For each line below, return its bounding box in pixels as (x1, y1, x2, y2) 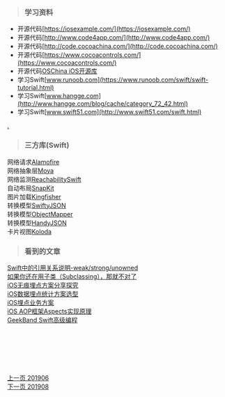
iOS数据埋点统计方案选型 (7, 289, 79, 298)
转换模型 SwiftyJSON (7, 201, 66, 210)
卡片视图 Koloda (7, 227, 52, 235)
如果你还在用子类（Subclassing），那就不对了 (7, 272, 137, 281)
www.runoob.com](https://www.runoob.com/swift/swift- (46, 76, 209, 84)
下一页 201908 (7, 382, 49, 391)
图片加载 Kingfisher (7, 192, 61, 201)
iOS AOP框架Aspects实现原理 (7, 306, 92, 316)
